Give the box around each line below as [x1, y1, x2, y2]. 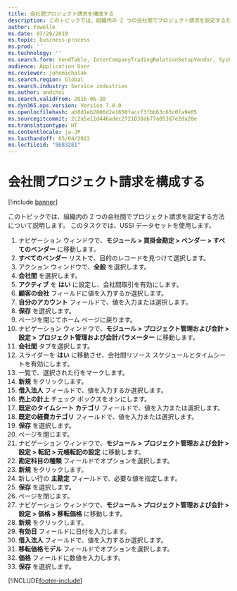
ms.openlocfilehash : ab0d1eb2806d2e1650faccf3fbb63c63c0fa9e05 [8, 109, 198, 116]
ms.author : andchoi [8, 89, 65, 96]
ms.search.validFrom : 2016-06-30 [8, 96, 106, 103]
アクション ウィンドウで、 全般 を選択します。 [18, 262, 150, 272]
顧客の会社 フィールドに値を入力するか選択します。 [18, 289, 168, 298]
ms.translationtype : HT [8, 121, 78, 129]
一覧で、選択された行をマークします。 [18, 368, 129, 377]
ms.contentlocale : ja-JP [8, 128, 81, 135]
